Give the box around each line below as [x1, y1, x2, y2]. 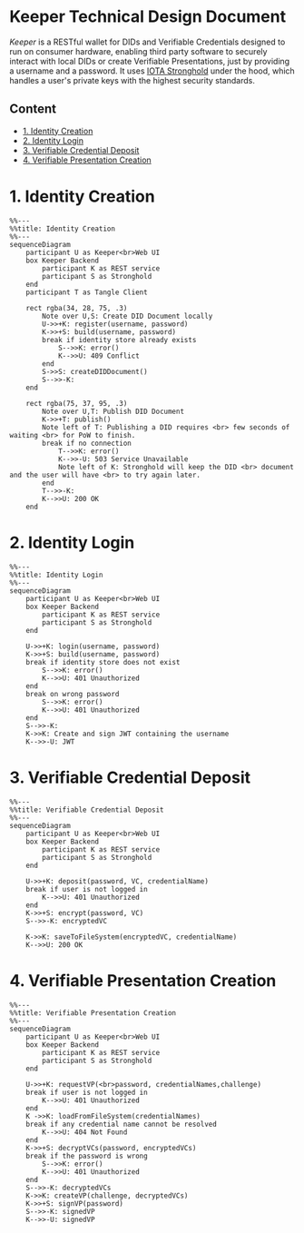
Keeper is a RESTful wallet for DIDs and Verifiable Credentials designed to [9, 36, 286, 47]
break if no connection [42, 439, 132, 448]
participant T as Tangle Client [25, 288, 148, 297]
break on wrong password [25, 689, 120, 698]
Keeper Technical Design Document [9, 6, 287, 27]
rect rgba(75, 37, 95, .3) [25, 399, 128, 408]
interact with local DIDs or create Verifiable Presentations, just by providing [9, 55, 290, 66]
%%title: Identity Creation [9, 224, 116, 233]
